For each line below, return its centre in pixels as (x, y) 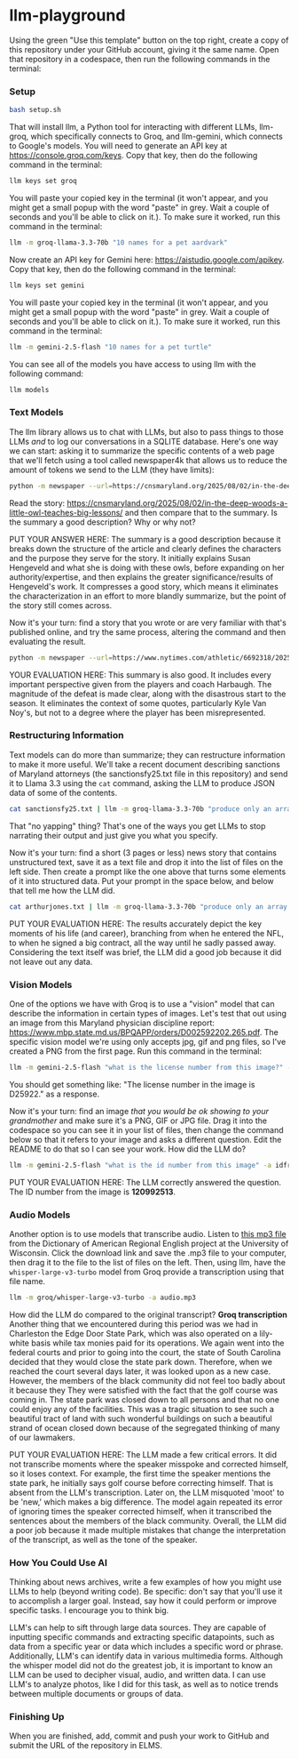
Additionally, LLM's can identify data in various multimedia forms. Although (146, 1656)
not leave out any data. (51, 961)
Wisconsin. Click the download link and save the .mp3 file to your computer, (148, 1253)
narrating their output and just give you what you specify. (114, 835)
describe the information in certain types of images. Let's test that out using (148, 1013)
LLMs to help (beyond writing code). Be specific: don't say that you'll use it (146, 1592)
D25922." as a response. (55, 1094)
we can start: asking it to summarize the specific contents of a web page (142, 451)
